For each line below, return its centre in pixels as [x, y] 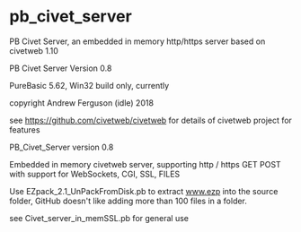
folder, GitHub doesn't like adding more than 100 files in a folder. [128, 201]
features [25, 129]
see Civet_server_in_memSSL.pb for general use [99, 218]
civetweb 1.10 [34, 50]
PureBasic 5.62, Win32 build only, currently [89, 85]
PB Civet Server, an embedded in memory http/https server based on [137, 41]
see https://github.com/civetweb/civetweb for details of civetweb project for [150, 120]
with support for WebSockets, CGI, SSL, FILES [95, 174]
